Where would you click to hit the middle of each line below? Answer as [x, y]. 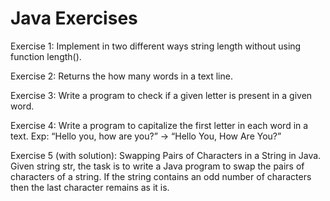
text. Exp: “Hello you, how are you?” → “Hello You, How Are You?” [146, 136]
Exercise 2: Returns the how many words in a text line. [121, 76]
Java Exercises [74, 18]
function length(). [46, 56]
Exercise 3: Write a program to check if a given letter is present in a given [161, 95]
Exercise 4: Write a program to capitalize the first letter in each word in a [159, 125]
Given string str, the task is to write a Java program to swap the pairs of [157, 166]
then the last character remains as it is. [90, 187]
